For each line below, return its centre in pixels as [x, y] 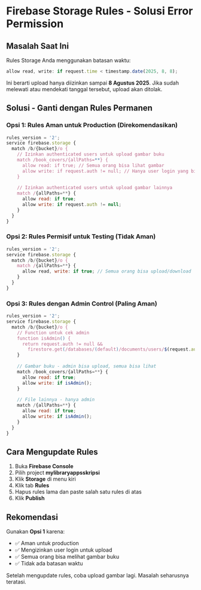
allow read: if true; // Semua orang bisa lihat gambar [93, 165]
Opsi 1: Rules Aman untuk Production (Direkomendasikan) [92, 125]
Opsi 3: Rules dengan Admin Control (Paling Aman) [82, 303]
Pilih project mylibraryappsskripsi [57, 473]
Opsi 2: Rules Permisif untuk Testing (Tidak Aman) [81, 236]
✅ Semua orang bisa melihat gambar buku [67, 557]
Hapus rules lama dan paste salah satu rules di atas [78, 492]
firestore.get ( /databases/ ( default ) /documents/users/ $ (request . [109, 349]
